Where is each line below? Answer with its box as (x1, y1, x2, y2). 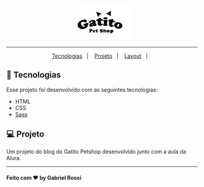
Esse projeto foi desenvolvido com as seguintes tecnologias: (6, 86, 158, 93)
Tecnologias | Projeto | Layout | (52, 52, 148, 59)
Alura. (6, 154, 21, 162)
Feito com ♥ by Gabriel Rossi (6, 174, 82, 181)
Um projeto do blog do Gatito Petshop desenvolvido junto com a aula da (6, 148, 186, 155)
